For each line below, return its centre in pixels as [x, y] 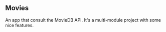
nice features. [20, 25]
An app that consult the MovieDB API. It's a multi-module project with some [83, 20]
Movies [17, 8]
